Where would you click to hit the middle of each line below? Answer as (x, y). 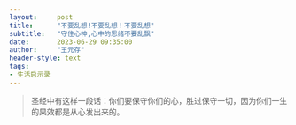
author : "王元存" (47, 50)
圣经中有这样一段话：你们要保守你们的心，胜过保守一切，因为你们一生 (159, 100)
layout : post (41, 17)
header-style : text (45, 58)
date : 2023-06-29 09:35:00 (71, 42)
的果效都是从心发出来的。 (78, 112)
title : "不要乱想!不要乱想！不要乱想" (82, 26)
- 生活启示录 (30, 75)
